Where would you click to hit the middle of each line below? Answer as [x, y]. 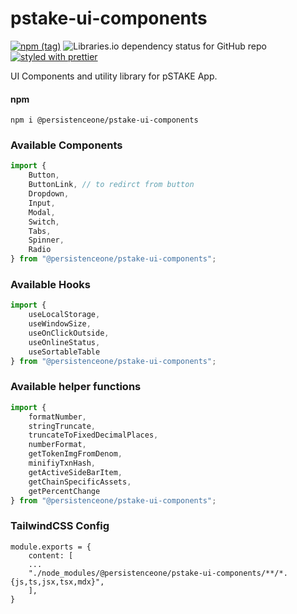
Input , [42, 203]
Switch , [44, 222]
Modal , [42, 212]
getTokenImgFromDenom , [75, 454]
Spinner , [46, 240]
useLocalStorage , [64, 315]
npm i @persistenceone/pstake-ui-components [104, 120]
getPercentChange [64, 491]
